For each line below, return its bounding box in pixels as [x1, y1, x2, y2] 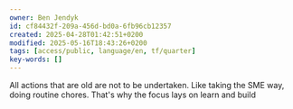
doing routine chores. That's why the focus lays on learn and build [9, 89, 256, 100]
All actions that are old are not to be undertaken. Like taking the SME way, [9, 80, 285, 90]
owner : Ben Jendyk [9, 13, 79, 23]
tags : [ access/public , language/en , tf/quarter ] [9, 47, 196, 56]
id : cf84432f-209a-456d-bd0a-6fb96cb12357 [9, 22, 172, 31]
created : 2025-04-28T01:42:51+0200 [9, 30, 144, 39]
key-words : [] [9, 55, 63, 64]
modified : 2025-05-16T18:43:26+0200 [9, 38, 147, 48]
